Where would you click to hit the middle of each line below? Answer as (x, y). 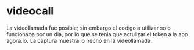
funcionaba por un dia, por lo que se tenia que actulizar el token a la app (97, 34)
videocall (30, 11)
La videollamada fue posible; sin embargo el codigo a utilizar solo (88, 28)
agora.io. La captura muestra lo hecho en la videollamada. (79, 40)
